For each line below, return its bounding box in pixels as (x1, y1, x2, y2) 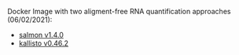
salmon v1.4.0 (18, 31, 64, 39)
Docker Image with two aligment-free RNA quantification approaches (7, 7, 231, 16)
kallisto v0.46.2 (18, 38, 68, 48)
